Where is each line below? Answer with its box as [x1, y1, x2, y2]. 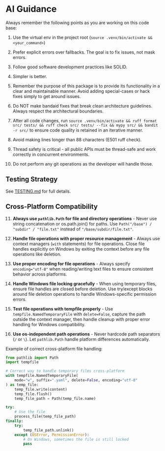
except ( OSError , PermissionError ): [14, 432, 90, 437]
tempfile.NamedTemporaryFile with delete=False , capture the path [12, 311, 146, 317]
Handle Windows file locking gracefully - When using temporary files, [12, 281, 157, 286]
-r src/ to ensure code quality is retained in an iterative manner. [12, 127, 143, 133]
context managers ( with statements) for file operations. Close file [12, 241, 145, 247]
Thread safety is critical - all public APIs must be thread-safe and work [12, 146, 156, 152]
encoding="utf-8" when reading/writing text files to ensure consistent [12, 266, 154, 272]
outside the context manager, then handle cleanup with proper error [12, 316, 150, 322]
